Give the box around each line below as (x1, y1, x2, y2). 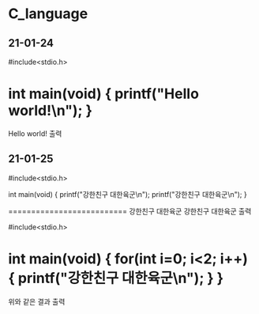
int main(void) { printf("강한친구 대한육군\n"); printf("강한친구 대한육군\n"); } (8, 189, 247, 199)
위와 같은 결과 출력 (8, 297, 66, 306)
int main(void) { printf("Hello (8, 85, 200, 103)
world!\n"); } (8, 102, 93, 119)
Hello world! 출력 (8, 128, 62, 138)
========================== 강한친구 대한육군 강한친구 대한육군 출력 (8, 206, 252, 216)
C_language (8, 5, 88, 23)
